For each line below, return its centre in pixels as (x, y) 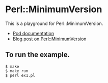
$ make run (17, 71)
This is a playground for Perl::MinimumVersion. (54, 23)
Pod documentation (33, 33)
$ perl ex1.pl (20, 75)
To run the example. (38, 55)
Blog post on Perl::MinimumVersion (49, 39)
